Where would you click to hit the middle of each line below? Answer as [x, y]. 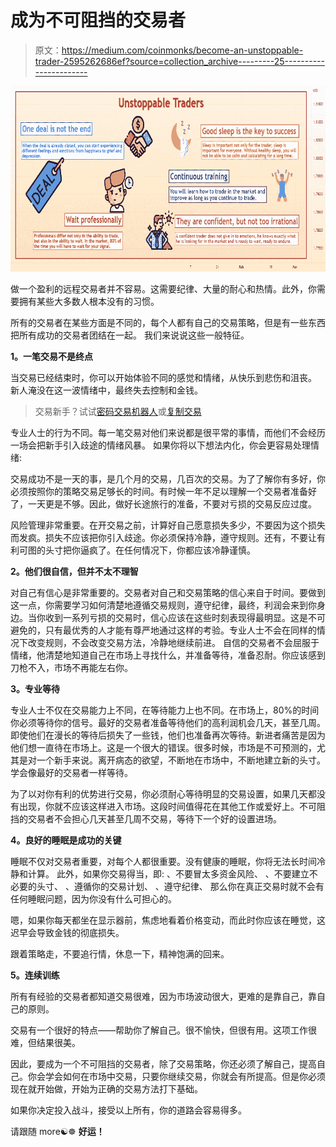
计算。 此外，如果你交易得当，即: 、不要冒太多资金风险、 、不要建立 [168, 874]
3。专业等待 [35, 689]
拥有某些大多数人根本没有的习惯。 [89, 302]
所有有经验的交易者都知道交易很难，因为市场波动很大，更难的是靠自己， [159, 997]
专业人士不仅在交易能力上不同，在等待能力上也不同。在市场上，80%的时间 [165, 710]
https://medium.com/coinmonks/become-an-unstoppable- [182, 50]
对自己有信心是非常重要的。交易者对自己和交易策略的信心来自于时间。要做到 [168, 593]
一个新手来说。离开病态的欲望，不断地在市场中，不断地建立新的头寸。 [181, 760]
